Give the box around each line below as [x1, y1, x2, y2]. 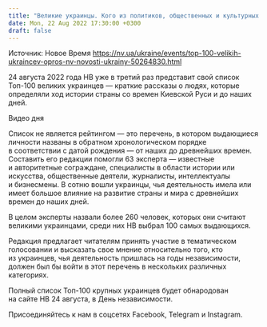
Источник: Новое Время [8, 49, 91, 58]
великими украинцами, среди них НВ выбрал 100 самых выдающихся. [8, 221, 251, 230]
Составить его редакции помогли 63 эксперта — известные [8, 154, 215, 164]
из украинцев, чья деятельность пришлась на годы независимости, [8, 253, 241, 263]
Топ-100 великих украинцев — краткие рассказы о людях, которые [8, 81, 240, 90]
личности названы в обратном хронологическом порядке [8, 138, 207, 147]
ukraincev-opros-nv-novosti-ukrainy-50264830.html [8, 57, 182, 66]
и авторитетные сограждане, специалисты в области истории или [8, 163, 235, 173]
